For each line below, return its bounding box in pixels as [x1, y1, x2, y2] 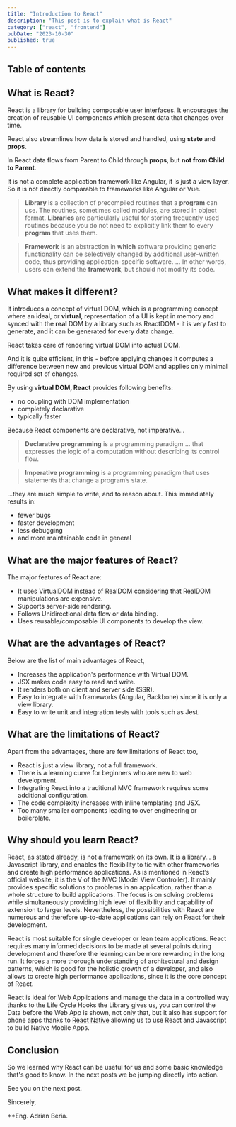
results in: [7, 497, 36, 506]
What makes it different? [7, 285, 119, 298]
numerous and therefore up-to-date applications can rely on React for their [7, 913, 226, 922]
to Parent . [7, 164, 37, 172]
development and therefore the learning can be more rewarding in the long [7, 950, 225, 958]
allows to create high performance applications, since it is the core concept [7, 972, 227, 981]
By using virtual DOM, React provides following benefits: [7, 384, 173, 392]
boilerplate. [17, 814, 51, 822]
